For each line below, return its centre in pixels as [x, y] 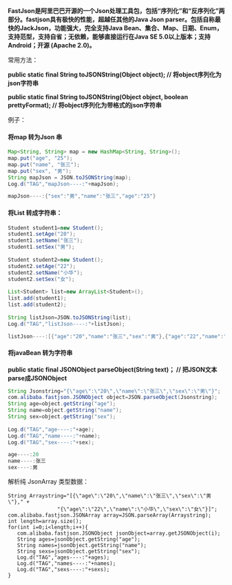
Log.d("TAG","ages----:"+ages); [63, 557]
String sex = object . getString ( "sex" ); [62, 417]
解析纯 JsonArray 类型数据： [48, 482]
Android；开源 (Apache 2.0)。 [52, 45]
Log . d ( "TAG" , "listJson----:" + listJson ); [67, 324]
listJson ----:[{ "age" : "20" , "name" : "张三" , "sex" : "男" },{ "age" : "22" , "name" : [116, 336]
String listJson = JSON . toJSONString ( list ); [70, 317]
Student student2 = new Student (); [56, 260]
